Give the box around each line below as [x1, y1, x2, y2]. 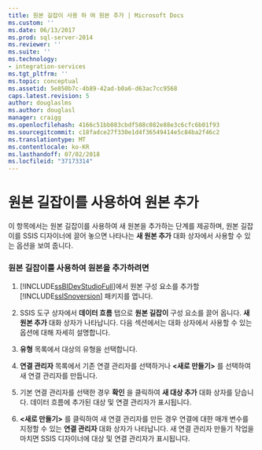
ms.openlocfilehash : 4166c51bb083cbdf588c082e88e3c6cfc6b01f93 [8, 121, 220, 129]
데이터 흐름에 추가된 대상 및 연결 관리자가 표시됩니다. [30, 397, 192, 407]
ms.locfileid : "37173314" [8, 158, 93, 166]
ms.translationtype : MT [8, 135, 87, 144]
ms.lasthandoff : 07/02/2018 [8, 150, 101, 158]
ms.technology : [8, 56, 58, 64]
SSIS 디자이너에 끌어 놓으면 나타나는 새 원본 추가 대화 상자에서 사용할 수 [22, 231, 243, 240]
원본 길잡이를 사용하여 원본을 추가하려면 [8, 262, 149, 273]
